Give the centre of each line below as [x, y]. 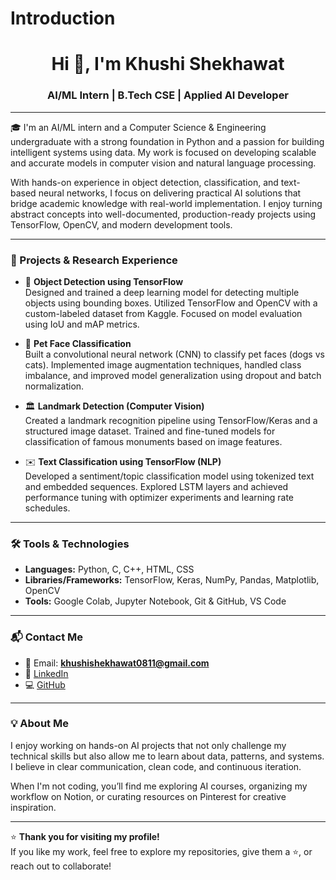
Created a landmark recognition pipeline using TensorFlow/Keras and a [171, 420]
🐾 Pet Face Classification [78, 343]
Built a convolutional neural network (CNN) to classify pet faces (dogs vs [174, 354]
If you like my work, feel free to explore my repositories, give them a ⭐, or [161, 851]
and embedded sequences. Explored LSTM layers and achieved [156, 486]
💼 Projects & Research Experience [94, 260]
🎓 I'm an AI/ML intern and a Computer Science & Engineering [138, 127]
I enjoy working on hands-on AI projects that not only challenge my [148, 745]
